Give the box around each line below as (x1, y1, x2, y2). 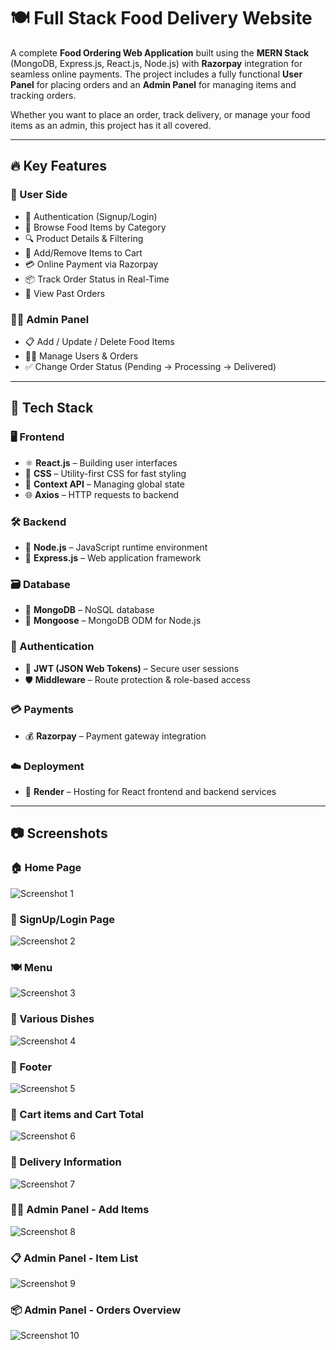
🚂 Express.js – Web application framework (24, 551, 202, 564)
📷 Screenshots (10, 825, 108, 842)
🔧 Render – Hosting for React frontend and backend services (24, 786, 277, 798)
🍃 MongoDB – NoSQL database (24, 604, 155, 616)
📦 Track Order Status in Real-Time (24, 273, 170, 285)
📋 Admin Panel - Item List (10, 1251, 139, 1265)
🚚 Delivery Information (10, 1155, 122, 1169)
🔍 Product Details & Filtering (24, 232, 144, 244)
